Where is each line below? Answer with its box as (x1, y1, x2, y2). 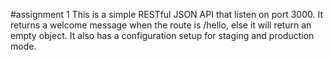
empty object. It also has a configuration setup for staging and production (10, 30, 315, 41)
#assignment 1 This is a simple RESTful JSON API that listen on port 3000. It (10, 9, 323, 20)
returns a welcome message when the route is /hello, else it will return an (10, 19, 312, 31)
